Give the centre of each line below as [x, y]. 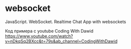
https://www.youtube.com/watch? [39, 36]
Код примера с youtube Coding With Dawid [49, 31]
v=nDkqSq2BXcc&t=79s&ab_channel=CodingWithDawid [61, 41]
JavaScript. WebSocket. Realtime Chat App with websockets [65, 22]
